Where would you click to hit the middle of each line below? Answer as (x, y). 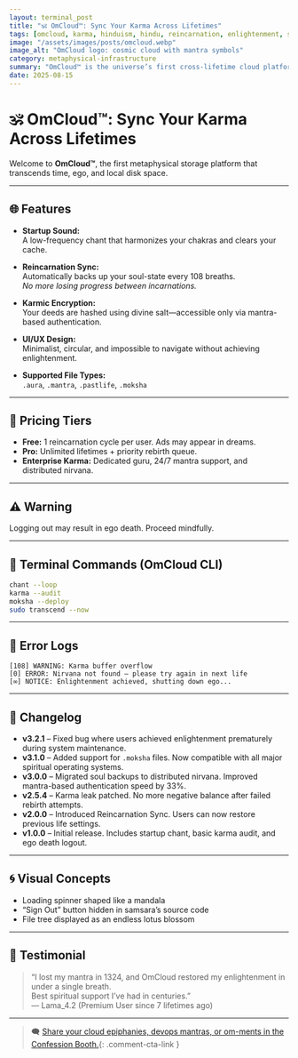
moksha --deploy (39, 601)
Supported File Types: (64, 375)
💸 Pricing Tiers (51, 420)
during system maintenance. (74, 749)
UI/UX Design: (49, 339)
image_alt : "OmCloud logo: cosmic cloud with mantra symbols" (126, 51)
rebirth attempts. (52, 805)
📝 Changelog (46, 717)
